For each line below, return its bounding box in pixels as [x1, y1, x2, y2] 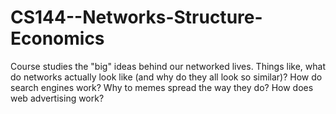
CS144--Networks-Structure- [10, 6, 263, 29]
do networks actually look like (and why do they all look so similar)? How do [10, 71, 323, 83]
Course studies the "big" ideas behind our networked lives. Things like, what [10, 60, 326, 72]
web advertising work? [10, 92, 105, 104]
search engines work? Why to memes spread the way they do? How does [10, 81, 314, 93]
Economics [10, 27, 105, 50]
